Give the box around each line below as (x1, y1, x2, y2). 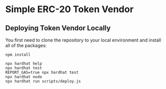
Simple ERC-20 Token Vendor (5, 4, 134, 15)
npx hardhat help (5, 61, 42, 66)
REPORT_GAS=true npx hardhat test (5, 70, 79, 75)
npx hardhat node (5, 74, 42, 79)
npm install (5, 52, 31, 57)
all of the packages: (5, 42, 47, 49)
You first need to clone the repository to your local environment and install (5, 37, 161, 43)
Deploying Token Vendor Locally (5, 24, 111, 32)
